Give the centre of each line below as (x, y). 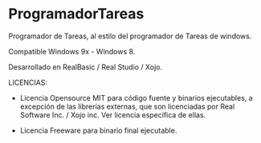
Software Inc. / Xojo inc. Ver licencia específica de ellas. (113, 115)
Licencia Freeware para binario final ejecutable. (98, 130)
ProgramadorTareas (76, 14)
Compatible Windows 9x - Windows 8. (72, 51)
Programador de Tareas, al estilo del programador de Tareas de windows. (130, 36)
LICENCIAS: (28, 82)
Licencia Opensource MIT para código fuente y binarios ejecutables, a (136, 97)
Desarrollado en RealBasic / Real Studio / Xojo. (86, 67)
